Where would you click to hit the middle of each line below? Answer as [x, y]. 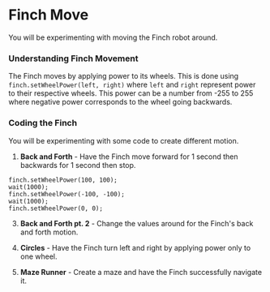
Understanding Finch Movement [73, 58]
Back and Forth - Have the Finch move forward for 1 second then [129, 157]
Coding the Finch [43, 123]
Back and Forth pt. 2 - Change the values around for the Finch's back [137, 223]
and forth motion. [49, 232]
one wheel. [39, 256]
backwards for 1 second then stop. [78, 165]
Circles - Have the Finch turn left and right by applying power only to [135, 247]
